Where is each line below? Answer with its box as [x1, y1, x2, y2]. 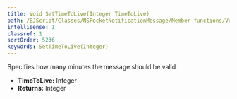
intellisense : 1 [7, 23, 55, 30]
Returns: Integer [17, 84, 66, 92]
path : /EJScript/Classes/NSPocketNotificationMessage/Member [7, 17, 191, 24]
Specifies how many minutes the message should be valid [7, 63, 176, 71]
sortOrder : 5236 [7, 37, 55, 44]
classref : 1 [7, 30, 42, 37]
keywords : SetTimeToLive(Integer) [7, 43, 109, 50]
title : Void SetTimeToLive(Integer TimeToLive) [7, 10, 150, 18]
